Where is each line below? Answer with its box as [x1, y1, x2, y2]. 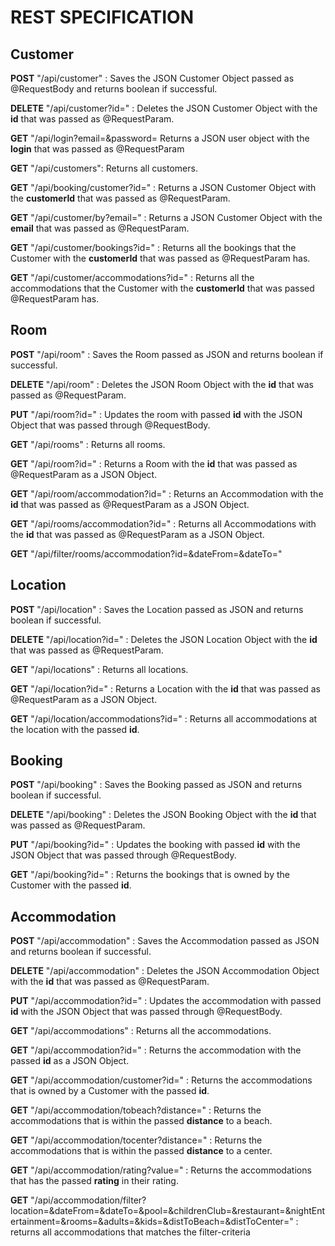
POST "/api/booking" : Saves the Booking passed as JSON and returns [10, 779, 303, 791]
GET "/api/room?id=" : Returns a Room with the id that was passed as [10, 457, 298, 470]
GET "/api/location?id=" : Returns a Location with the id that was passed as [10, 682, 321, 695]
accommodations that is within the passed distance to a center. [10, 1145, 273, 1157]
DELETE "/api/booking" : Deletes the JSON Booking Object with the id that [10, 809, 317, 821]
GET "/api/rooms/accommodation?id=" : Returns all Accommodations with [10, 517, 317, 530]
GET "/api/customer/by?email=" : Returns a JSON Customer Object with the [10, 212, 323, 223]
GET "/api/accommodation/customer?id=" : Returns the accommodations [10, 1074, 313, 1086]
